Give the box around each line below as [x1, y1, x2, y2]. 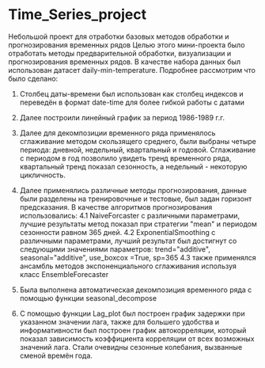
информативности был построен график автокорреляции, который [19, 325, 247, 335]
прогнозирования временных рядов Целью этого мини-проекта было [8, 40, 245, 49]
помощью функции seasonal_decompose [19, 293, 157, 302]
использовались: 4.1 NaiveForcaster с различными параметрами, [19, 211, 240, 220]
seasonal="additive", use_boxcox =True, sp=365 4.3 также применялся [19, 252, 257, 262]
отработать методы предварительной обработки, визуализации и [8, 48, 232, 58]
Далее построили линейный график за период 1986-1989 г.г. [19, 112, 225, 122]
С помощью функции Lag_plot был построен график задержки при [19, 309, 245, 318]
